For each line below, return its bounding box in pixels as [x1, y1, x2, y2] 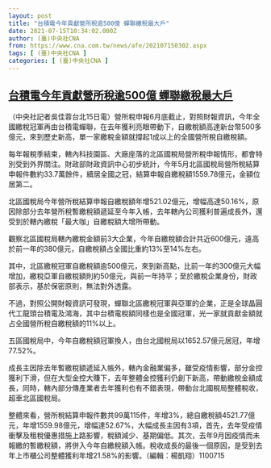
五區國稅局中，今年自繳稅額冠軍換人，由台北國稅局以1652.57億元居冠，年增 [8, 336, 261, 345]
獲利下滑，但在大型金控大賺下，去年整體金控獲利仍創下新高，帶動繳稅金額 [8, 373, 256, 382]
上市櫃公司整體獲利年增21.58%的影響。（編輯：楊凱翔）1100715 [15, 450, 225, 460]
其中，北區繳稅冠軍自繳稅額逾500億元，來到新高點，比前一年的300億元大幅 [8, 261, 261, 270]
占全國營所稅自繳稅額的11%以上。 [8, 318, 121, 328]
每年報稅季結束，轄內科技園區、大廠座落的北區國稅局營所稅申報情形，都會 [8, 148, 256, 158]
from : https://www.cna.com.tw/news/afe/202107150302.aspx [8, 42, 207, 50]
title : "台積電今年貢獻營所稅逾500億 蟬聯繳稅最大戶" [8, 19, 170, 27]
